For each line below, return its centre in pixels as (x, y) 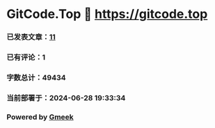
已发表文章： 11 (31, 37)
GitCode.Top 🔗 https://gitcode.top (107, 14)
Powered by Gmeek (40, 117)
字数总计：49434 (37, 77)
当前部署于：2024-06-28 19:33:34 (66, 98)
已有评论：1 (26, 57)
